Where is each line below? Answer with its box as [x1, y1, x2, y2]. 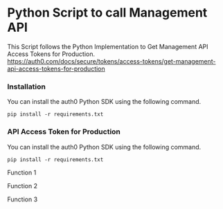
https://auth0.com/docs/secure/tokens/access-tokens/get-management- [7, 57, 216, 65]
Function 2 [7, 181, 38, 190]
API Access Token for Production [7, 127, 121, 136]
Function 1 [7, 168, 37, 176]
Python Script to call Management [7, 5, 208, 21]
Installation [7, 82, 46, 91]
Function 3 [7, 195, 38, 203]
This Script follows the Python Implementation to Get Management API [7, 42, 209, 51]
